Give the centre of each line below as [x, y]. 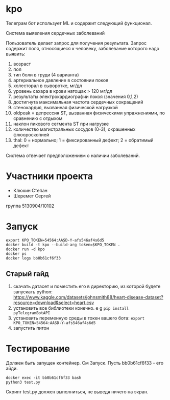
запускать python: [33, 292]
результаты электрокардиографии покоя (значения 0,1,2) [76, 96]
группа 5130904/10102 [30, 206]
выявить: [16, 54]
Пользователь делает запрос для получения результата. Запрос [76, 43]
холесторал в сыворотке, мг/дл [47, 86]
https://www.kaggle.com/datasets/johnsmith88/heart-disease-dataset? [88, 297]
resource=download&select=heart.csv [54, 303]
